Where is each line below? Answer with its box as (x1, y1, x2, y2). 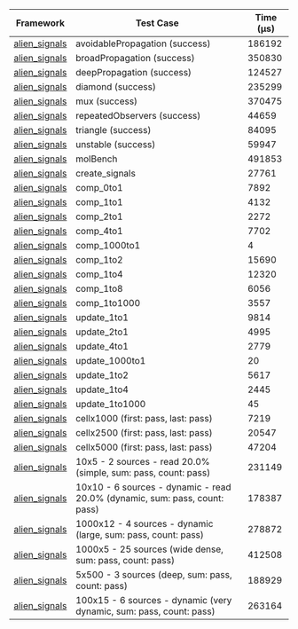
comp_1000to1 (74, 240, 141, 251)
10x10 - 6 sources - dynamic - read (74, 481, 232, 493)
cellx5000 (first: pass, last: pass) (74, 441, 213, 453)
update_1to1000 (74, 398, 146, 410)
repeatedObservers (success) (74, 110, 201, 122)
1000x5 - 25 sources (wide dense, (74, 543, 224, 555)
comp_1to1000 (74, 297, 141, 309)
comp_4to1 (74, 225, 123, 237)
